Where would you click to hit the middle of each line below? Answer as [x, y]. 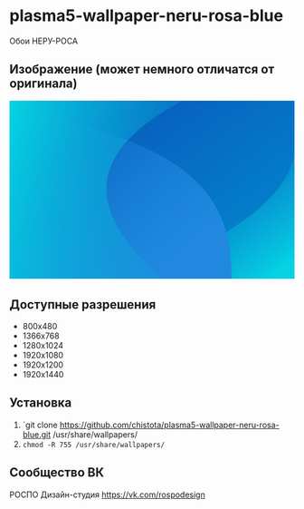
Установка [41, 403]
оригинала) [43, 84]
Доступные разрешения [83, 304]
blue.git [37, 434]
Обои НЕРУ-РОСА [44, 41]
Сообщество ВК [57, 473]
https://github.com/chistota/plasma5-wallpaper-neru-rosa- [169, 425]
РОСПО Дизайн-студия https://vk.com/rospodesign [107, 494]
